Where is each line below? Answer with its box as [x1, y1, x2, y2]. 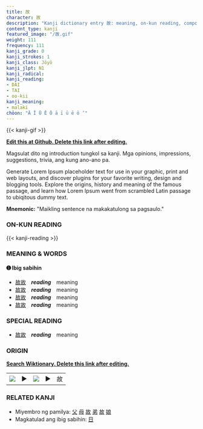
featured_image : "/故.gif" [6, 31, 74, 37]
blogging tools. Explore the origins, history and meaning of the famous [6, 181, 182, 188]
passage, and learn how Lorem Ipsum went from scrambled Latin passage [6, 187, 191, 195]
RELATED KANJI [6, 393, 55, 402]
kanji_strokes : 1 [6, 54, 50, 60]
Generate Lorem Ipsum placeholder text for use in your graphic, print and [6, 168, 188, 175]
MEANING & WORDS [6, 249, 68, 257]
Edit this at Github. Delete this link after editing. [6, 138, 127, 146]
